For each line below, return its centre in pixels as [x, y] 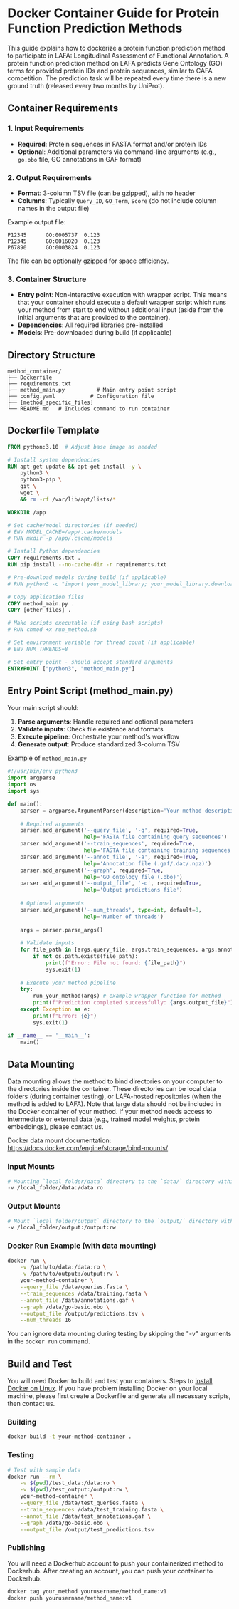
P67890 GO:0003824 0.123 [54, 247]
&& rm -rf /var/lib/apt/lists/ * [68, 499]
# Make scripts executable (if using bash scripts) [85, 623]
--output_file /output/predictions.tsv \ [82, 1313]
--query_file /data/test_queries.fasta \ [82, 1503]
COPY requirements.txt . [44, 558]
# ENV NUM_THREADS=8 [38, 649]
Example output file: [37, 222]
